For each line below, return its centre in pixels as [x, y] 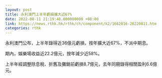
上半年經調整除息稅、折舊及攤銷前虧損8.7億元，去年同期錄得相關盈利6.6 [79, 64]
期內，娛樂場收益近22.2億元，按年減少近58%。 [54, 54]
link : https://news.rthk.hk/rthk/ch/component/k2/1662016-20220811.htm [81, 24]
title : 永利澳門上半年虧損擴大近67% [39, 14]
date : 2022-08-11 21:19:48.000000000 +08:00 [52, 19]
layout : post [19, 10]
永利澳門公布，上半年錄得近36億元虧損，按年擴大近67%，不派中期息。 [78, 43]
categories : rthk [23, 28]
